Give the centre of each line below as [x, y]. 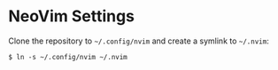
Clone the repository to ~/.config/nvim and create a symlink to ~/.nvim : [139, 41]
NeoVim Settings [71, 16]
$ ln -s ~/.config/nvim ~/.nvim [68, 57]
